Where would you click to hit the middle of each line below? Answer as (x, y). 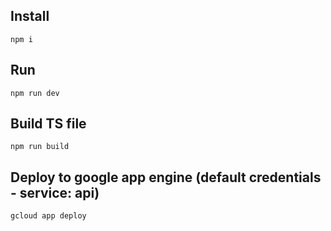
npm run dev (35, 93)
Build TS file (48, 124)
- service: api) (55, 192)
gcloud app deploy (48, 216)
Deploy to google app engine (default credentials (166, 177)
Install (30, 16)
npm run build (40, 147)
